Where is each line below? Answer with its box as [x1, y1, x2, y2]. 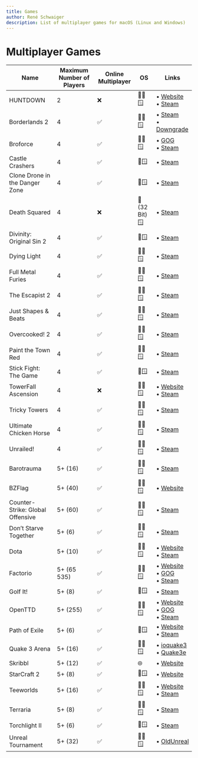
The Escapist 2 [9, 291, 51, 299]
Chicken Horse [9, 429, 50, 437]
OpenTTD [9, 606, 36, 614]
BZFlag [9, 484, 29, 492]
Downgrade [156, 125, 189, 133]
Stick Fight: [9, 364, 40, 372]
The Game [9, 372, 38, 380]
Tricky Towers [9, 405, 48, 414]
